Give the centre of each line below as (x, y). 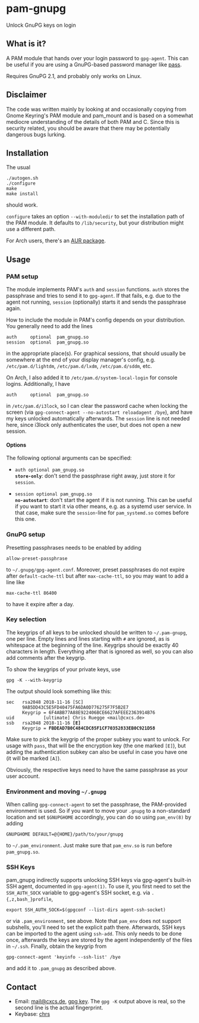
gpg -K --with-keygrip (34, 680)
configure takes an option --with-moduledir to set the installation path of (95, 217)
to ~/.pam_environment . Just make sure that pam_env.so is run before (89, 846)
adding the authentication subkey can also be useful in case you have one (97, 751)
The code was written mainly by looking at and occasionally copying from (96, 109)
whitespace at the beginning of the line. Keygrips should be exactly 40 (92, 645)
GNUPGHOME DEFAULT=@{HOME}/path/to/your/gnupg (65, 835)
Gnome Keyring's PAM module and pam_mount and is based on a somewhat (100, 116)
